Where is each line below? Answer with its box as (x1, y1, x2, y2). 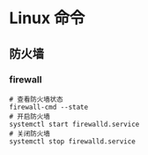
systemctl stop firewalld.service (9, 136, 137, 146)
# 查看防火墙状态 (9, 95, 63, 104)
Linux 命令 (9, 8, 85, 28)
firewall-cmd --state (9, 103, 89, 112)
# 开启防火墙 (9, 112, 50, 120)
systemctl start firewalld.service (9, 120, 140, 128)
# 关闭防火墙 (9, 129, 50, 138)
